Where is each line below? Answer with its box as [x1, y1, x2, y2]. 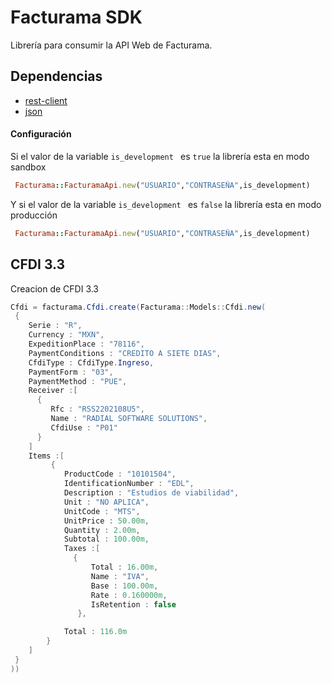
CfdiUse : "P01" [50, 422, 118, 433]
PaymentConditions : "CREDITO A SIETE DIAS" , [28, 348, 222, 358]
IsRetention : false [90, 599, 177, 610]
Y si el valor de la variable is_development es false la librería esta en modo [10, 198, 322, 210]
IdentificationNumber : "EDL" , [63, 479, 195, 489]
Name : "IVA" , [90, 571, 150, 581]
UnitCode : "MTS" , [63, 506, 141, 516]
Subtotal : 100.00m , [63, 534, 150, 545]
